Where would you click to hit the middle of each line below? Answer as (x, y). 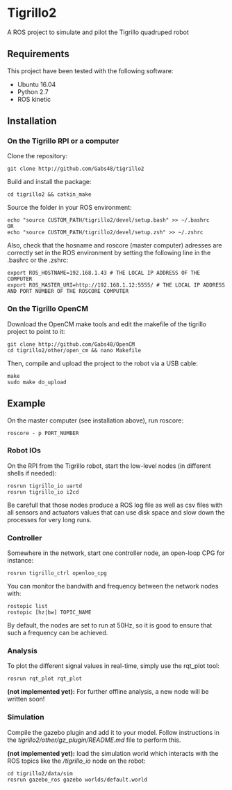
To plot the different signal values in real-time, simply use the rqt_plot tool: (114, 666)
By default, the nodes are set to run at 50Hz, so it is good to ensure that (110, 625)
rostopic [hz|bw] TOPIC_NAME (49, 613)
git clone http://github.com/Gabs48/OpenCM (71, 344)
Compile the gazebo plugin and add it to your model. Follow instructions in (114, 732)
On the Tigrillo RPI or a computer (63, 141)
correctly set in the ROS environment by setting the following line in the (109, 253)
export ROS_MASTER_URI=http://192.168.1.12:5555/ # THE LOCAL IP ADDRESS (116, 285)
